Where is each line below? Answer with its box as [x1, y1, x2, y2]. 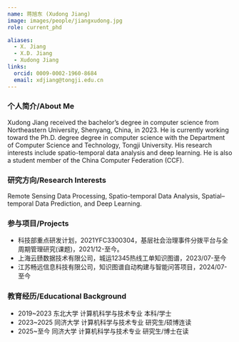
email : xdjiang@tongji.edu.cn [14, 76, 103, 84]
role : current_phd [7, 24, 62, 31]
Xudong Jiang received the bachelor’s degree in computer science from [7, 118, 219, 126]
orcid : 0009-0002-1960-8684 [14, 69, 98, 77]
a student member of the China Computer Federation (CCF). [7, 156, 184, 164]
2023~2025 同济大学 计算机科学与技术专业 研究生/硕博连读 [17, 318, 192, 326]
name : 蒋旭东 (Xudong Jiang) [7, 10, 91, 18]
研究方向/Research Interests [7, 175, 107, 185]
